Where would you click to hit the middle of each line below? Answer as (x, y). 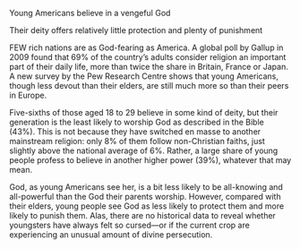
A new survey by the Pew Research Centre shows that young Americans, (144, 76)
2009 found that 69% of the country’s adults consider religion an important (148, 57)
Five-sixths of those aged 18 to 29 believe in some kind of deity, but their (144, 112)
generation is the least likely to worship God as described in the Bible (137, 122)
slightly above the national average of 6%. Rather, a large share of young (144, 150)
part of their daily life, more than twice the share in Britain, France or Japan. (149, 67)
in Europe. (28, 95)
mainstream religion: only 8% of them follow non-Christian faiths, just (137, 141)
